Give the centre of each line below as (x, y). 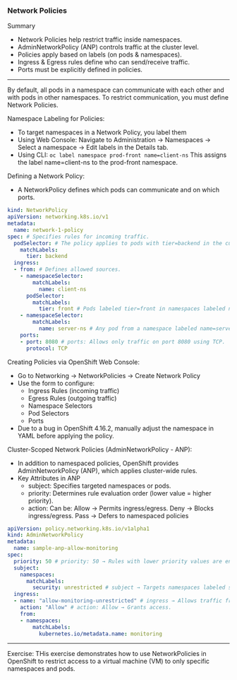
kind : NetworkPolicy (38, 211)
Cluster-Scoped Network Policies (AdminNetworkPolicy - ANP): (100, 449)
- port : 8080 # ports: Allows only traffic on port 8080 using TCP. (123, 341)
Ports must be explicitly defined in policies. (80, 70)
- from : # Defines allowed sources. (67, 270)
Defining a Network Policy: (46, 176)
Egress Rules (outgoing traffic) (72, 398)
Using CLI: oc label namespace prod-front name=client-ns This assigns (122, 155)
